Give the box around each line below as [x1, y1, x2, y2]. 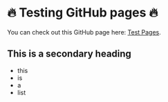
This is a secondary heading [7, 48, 131, 60]
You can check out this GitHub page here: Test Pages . [7, 28, 161, 36]
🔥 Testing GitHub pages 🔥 [7, 5, 158, 21]
